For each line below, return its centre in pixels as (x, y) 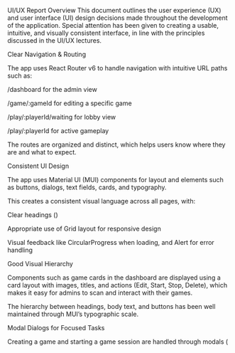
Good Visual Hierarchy (40, 264)
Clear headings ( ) (33, 215)
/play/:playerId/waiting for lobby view (61, 117)
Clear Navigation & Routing (47, 54)
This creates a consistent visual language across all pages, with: (102, 201)
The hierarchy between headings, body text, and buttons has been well (111, 306)
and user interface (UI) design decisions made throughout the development (118, 18)
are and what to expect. (42, 152)
